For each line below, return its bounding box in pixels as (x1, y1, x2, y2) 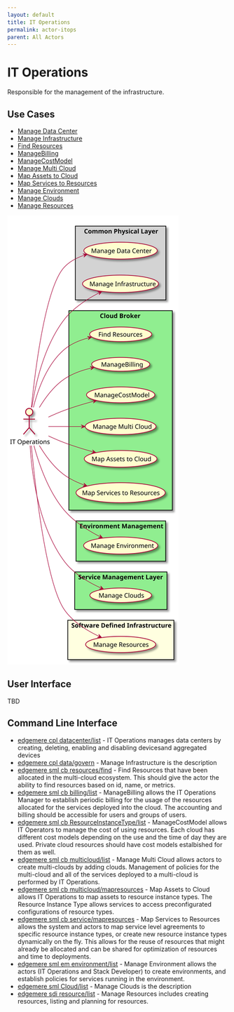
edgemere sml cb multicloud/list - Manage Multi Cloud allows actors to (17, 855, 222, 863)
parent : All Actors (7, 34, 64, 41)
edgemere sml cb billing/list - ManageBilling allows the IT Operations (17, 788, 216, 797)
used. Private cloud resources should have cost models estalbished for (17, 840, 223, 848)
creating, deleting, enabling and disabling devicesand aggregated (17, 743, 207, 752)
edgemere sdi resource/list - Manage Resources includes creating (17, 990, 209, 998)
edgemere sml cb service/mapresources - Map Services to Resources (17, 914, 221, 923)
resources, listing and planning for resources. (17, 997, 149, 1005)
